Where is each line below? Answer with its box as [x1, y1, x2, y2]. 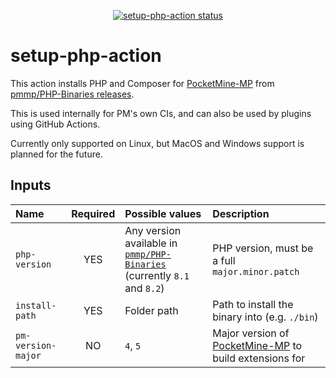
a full [212, 253, 236, 267]
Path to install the [212, 297, 294, 311]
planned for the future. [10, 148, 103, 160]
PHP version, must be [212, 241, 314, 255]
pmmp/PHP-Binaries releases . [10, 88, 135, 100]
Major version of [212, 326, 290, 340]
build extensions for [212, 351, 306, 365]
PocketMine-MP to [212, 338, 303, 352]
